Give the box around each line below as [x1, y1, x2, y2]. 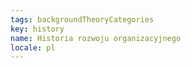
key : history [10, 24, 65, 34]
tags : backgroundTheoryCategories [10, 14, 155, 25]
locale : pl [10, 42, 56, 53]
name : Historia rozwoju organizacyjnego [10, 33, 182, 43]
